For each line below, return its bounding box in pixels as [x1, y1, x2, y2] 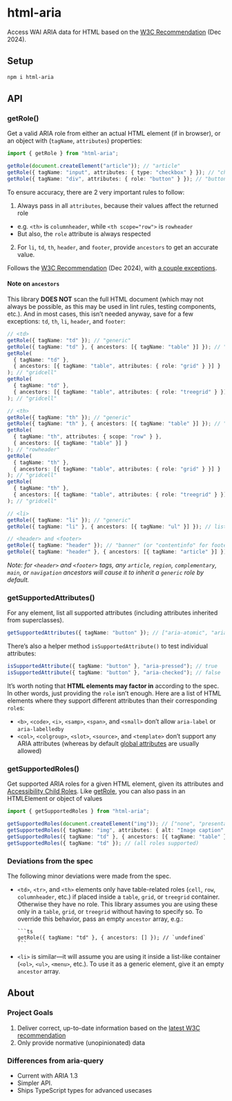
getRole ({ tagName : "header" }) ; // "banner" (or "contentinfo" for [7, 542, 209, 549]
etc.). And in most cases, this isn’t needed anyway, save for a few [7, 310, 193, 318]
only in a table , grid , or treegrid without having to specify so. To [17, 907, 203, 915]
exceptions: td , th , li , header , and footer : [7, 317, 126, 326]
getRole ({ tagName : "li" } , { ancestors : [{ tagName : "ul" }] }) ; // [7, 523, 212, 530]
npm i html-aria [7, 73, 54, 80]
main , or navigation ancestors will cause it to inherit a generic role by [7, 568, 204, 576]
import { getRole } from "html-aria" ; [7, 150, 119, 157]
